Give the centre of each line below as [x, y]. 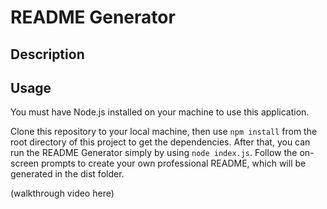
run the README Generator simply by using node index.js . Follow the [154, 153]
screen [25, 163]
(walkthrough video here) [62, 193]
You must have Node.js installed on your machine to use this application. [160, 112]
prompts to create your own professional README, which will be [173, 163]
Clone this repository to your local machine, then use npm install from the [164, 132]
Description [47, 54]
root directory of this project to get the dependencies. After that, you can [160, 142]
